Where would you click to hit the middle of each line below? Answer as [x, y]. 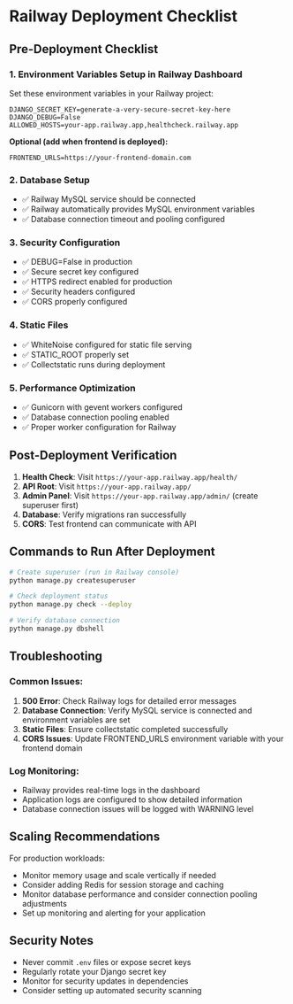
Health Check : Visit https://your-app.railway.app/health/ [130, 476]
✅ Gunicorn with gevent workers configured [102, 407]
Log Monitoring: [44, 770]
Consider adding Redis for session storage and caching [123, 884]
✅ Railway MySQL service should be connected [109, 199]
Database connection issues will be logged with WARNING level [138, 808]
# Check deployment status [59, 596]
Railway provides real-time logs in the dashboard [111, 790]
